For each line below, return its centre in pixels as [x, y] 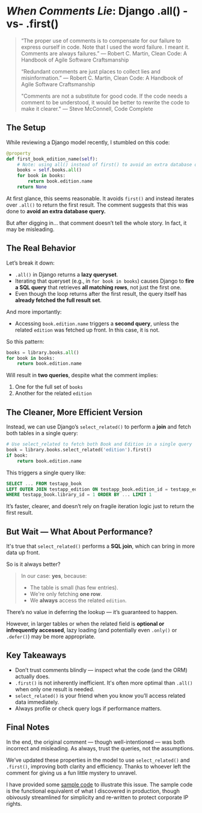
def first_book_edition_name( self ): [52, 159]
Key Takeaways [36, 655]
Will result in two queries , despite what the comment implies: [82, 375]
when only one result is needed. [55, 689]
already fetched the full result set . [58, 300]
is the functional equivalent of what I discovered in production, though [93, 791]
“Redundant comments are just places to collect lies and [90, 71]
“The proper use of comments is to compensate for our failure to [101, 40]
